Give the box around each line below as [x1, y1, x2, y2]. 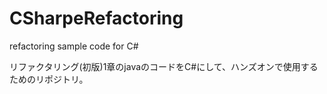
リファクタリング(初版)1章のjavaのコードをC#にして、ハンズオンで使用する [9, 60, 319, 72]
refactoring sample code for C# [9, 40, 139, 52]
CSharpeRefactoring [9, 7, 184, 30]
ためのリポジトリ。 [9, 73, 89, 85]
